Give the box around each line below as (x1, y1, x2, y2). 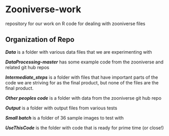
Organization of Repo (5, 35, 75, 44)
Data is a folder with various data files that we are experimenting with (5, 49, 152, 55)
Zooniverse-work (5, 4, 81, 15)
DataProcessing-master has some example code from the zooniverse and (5, 59, 164, 65)
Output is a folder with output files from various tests (5, 105, 118, 111)
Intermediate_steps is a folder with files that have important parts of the (5, 74, 158, 80)
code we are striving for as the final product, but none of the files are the (5, 79, 159, 85)
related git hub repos (5, 64, 50, 70)
